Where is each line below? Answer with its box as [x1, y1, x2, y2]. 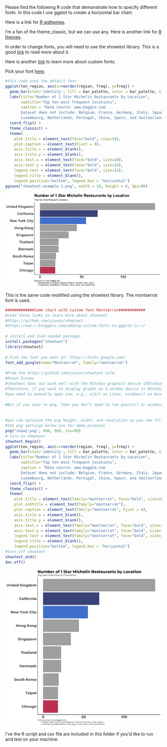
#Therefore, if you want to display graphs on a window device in [5, 386, 146, 391]
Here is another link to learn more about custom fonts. [5, 59, 116, 64]
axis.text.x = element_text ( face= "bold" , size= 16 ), [14, 157, 123, 162]
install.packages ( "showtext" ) [5, 339, 68, 344]
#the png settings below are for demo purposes [5, 423, 106, 428]
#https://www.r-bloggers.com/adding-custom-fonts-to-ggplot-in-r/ [5, 323, 146, 328]
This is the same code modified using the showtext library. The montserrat [5, 292, 158, 298]
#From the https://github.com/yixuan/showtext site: [5, 371, 117, 375]
